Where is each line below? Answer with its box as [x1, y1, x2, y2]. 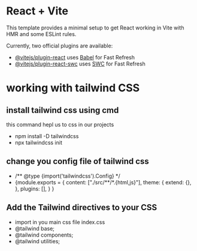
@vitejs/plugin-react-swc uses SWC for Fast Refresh [14, 60, 146, 67]
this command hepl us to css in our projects [6, 121, 114, 128]
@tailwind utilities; [14, 237, 60, 244]
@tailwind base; [14, 225, 55, 232]
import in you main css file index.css [14, 218, 105, 226]
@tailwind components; [14, 231, 74, 238]
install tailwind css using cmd [6, 105, 119, 115]
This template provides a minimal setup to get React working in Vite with [6, 24, 184, 31]
